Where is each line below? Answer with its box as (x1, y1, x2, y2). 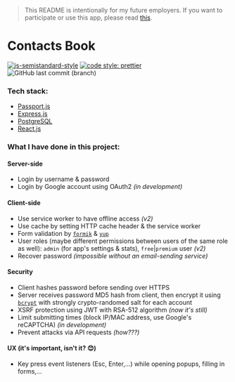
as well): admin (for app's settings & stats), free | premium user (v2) (17, 244, 206, 252)
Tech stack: (7, 86, 49, 95)
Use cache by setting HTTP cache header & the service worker (17, 221, 201, 230)
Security (7, 268, 33, 276)
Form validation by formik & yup (17, 229, 109, 237)
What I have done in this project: (7, 142, 120, 152)
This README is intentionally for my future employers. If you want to (24, 6, 223, 14)
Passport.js (17, 102, 51, 111)
